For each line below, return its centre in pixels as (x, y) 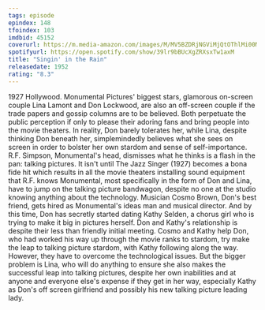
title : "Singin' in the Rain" (58, 60)
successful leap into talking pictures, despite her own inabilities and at (122, 272)
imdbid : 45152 (32, 37)
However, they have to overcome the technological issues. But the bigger (127, 256)
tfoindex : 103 (32, 30)
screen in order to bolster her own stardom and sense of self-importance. (128, 147)
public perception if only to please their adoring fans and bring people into (129, 121)
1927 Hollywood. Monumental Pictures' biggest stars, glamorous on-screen (131, 96)
